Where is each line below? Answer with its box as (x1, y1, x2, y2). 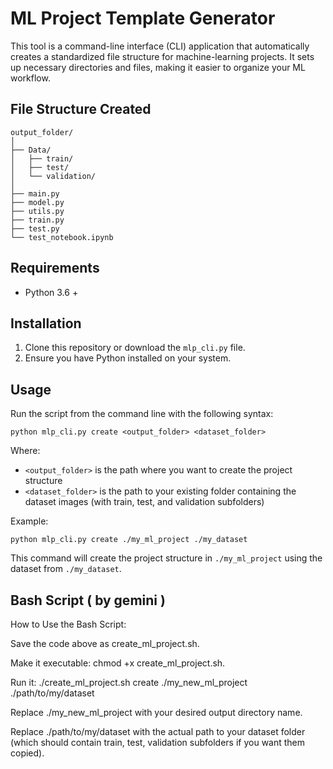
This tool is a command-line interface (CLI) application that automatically (10, 40, 310, 52)
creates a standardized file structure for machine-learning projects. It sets (10, 50, 315, 62)
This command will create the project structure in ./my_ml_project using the (10, 552, 323, 564)
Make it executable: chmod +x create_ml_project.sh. (10, 657, 226, 669)
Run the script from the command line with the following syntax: (10, 408, 274, 420)
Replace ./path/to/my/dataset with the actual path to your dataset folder (10, 726, 306, 737)
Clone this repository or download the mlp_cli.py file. (24, 342, 246, 354)
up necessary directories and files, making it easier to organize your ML (10, 61, 306, 73)
